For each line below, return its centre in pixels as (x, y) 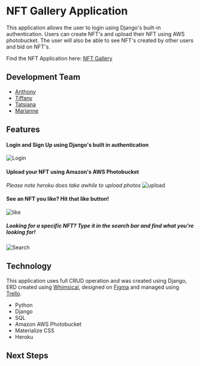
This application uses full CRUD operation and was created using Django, (97, 280)
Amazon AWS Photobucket (48, 324)
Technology (29, 266)
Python (24, 305)
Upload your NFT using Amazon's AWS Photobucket (73, 171)
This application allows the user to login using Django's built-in (84, 28)
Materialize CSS (35, 330)
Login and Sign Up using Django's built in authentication (78, 144)
